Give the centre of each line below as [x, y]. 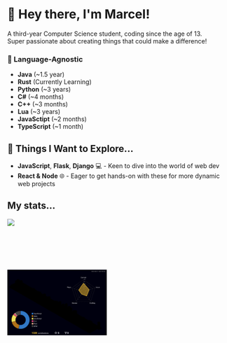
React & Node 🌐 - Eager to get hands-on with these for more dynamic [119, 176]
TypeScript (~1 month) [50, 127]
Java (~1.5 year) [41, 75]
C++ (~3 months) [43, 104]
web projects [36, 184]
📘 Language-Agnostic [45, 59]
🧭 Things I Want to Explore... [70, 149]
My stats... [32, 206]
